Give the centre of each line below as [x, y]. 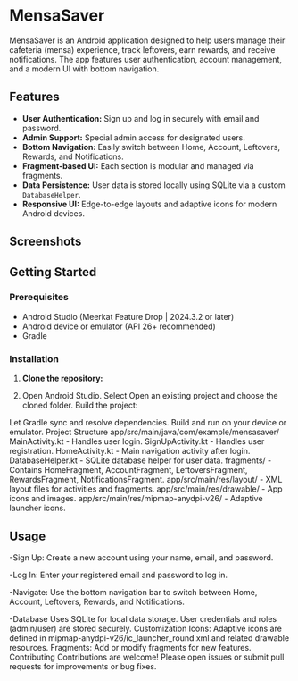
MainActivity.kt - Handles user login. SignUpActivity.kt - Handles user [137, 441]
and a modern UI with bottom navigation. [84, 69]
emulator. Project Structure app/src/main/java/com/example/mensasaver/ [144, 432]
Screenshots [46, 242]
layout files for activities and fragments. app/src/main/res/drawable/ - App [146, 489]
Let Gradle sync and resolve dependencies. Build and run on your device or [148, 423]
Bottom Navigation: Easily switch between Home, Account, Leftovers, [151, 147]
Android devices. [53, 213]
